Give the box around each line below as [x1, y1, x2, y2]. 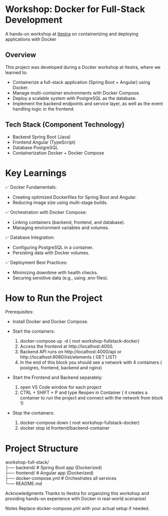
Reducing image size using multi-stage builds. [12, 199, 108, 205]
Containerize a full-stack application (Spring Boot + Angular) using [12, 79, 150, 85]
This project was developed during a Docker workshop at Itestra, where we [5, 64, 161, 70]
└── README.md [5, 481, 42, 487]
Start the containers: [12, 328, 55, 335]
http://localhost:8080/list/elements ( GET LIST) [20, 354, 117, 360]
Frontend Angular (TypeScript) [12, 139, 76, 145]
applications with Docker [5, 36, 57, 42]
